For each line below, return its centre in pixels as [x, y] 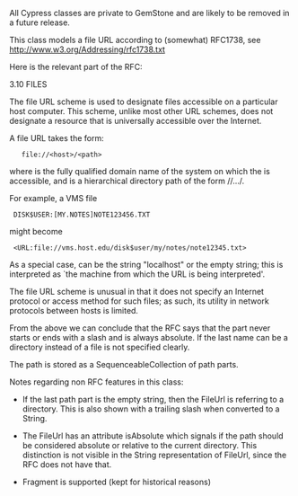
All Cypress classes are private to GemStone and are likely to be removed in [149, 13]
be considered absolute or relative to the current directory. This [140, 445]
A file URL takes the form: [57, 138]
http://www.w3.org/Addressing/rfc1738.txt [88, 49]
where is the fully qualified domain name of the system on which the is [140, 171]
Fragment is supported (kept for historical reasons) [116, 482]
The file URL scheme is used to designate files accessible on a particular [144, 102]
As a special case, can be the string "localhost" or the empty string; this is [146, 265]
